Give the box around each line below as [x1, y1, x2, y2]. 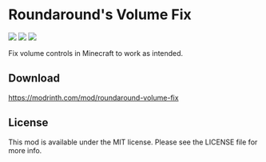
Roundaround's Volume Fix [8, 6, 192, 24]
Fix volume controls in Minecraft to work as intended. [8, 48, 184, 57]
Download [8, 72, 60, 85]
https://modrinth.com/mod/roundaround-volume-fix [8, 93, 179, 102]
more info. [8, 145, 42, 155]
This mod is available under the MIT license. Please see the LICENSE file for [8, 137, 258, 147]
